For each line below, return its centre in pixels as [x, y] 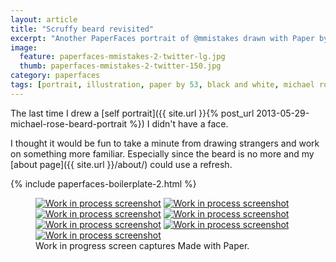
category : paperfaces [55, 76]
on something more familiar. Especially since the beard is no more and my [162, 153]
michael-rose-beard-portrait [69, 123]
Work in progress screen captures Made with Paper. [142, 245]
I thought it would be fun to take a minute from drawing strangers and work [165, 143]
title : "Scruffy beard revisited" [82, 29]
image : [24, 47]
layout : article [44, 19]
